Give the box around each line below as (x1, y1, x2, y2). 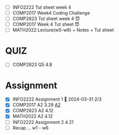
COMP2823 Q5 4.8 (12, 61, 52, 67)
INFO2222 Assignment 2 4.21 (12, 119, 74, 125)
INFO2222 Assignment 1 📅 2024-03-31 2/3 (12, 96, 102, 102)
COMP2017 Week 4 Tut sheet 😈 (12, 21, 80, 27)
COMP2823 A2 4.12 (12, 108, 54, 114)
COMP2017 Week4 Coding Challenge (12, 10, 90, 16)
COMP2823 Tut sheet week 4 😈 (12, 16, 80, 22)
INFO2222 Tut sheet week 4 (12, 5, 72, 10)
